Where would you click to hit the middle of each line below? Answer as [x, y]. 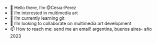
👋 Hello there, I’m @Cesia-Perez [43, 8]
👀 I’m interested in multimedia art [44, 13]
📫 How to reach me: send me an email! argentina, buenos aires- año [81, 29]
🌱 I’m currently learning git [37, 18]
